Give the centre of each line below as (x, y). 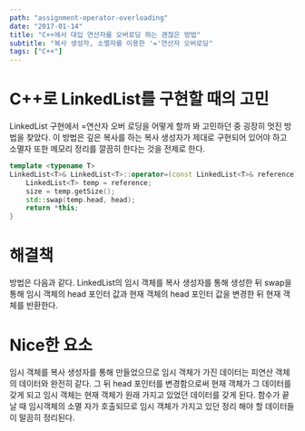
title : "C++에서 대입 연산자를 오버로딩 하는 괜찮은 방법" (105, 34)
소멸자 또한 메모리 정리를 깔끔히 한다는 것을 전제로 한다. (108, 149)
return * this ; (52, 208)
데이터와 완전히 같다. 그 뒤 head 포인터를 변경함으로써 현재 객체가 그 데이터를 (155, 384)
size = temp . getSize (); (71, 191)
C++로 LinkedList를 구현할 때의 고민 (139, 99)
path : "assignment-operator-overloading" (89, 18)
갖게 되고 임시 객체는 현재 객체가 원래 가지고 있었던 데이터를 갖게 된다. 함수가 (145, 395)
